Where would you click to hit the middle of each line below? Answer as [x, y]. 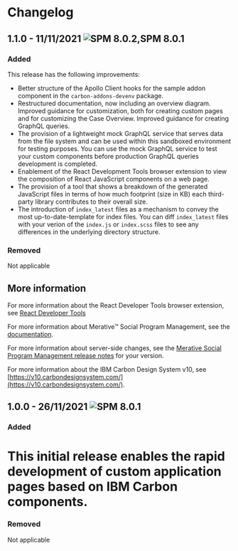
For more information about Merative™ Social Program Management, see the [119, 326]
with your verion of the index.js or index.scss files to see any [108, 224]
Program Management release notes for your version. [86, 355]
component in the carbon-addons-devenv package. [91, 95]
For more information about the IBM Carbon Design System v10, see [107, 369]
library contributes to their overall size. [91, 201]
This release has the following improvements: [74, 74]
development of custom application [114, 472]
